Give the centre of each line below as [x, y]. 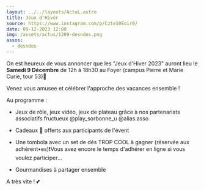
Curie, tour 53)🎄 [27, 76]
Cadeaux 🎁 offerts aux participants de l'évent [72, 130]
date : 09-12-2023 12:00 [37, 29]
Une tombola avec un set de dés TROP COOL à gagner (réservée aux [102, 142]
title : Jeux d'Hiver [33, 18]
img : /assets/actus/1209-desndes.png [54, 35]
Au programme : [27, 100]
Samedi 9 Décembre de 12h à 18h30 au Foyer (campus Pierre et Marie [95, 70]
